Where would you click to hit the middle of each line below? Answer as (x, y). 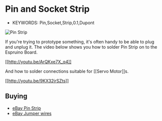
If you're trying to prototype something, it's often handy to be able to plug (80, 42)
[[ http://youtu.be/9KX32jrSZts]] (37, 81)
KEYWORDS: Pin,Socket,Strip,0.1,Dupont (53, 23)
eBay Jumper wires (32, 113)
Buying (16, 96)
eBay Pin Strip (27, 108)
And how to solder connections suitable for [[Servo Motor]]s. (67, 71)
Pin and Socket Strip (48, 9)
